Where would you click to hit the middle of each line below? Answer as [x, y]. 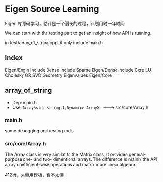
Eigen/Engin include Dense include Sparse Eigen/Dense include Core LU [78, 70]
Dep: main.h [24, 102]
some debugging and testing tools [40, 130]
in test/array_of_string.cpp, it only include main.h [54, 42]
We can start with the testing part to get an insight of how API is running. [78, 33]
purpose [13, 159]
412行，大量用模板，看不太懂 [35, 175]
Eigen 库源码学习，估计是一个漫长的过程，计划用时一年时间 [65, 23]
